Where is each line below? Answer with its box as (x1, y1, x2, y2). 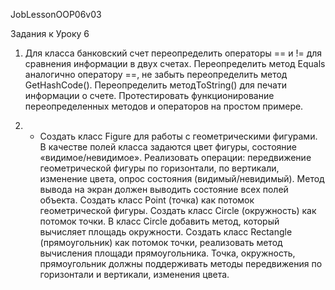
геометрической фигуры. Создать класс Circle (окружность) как (39, 205, 317, 216)
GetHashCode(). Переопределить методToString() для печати (24, 79, 287, 91)
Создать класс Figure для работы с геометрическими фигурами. (39, 130, 318, 142)
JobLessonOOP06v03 (10, 9, 102, 20)
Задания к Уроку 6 (10, 28, 90, 39)
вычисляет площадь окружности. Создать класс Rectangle (39, 226, 293, 238)
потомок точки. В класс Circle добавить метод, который (39, 215, 280, 227)
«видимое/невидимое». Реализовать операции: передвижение (39, 152, 312, 163)
